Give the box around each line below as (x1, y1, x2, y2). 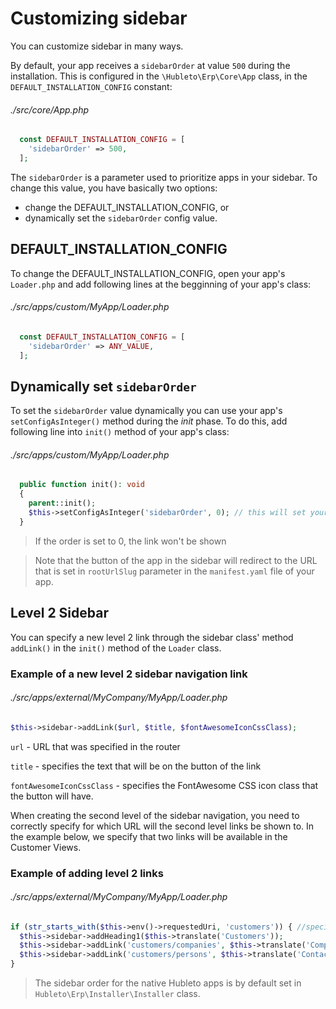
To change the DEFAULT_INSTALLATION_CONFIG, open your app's (10, 267, 286, 279)
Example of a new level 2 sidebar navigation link (10, 667, 248, 681)
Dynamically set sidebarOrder (10, 378, 197, 395)
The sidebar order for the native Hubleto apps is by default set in (34, 977, 302, 989)
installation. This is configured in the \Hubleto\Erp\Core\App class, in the (10, 70, 308, 82)
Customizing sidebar (10, 7, 188, 30)
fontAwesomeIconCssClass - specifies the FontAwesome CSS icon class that (10, 779, 319, 791)
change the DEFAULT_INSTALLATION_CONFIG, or (24, 201, 230, 213)
